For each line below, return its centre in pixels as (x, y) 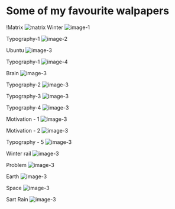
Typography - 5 (25, 142)
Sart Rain (17, 199)
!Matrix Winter (35, 27)
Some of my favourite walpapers (88, 11)
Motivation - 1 (23, 119)
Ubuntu (15, 50)
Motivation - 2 (23, 130)
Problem (16, 165)
